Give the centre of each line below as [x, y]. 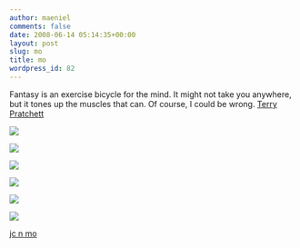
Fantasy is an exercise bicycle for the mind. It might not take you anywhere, [151, 94]
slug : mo [26, 52]
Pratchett [27, 114]
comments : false [40, 26]
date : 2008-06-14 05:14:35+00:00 [73, 35]
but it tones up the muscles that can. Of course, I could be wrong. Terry [143, 104]
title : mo [28, 60]
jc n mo [24, 233]
